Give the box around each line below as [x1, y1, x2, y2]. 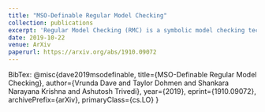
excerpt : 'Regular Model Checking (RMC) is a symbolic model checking [8, 26, 245, 34]
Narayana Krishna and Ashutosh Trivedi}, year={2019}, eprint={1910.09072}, [8, 87, 256, 95]
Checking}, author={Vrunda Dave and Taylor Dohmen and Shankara [8, 78, 230, 88]
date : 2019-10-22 [8, 33, 65, 42]
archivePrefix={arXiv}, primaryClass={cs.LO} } [8, 95, 159, 104]
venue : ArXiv [8, 41, 51, 49]
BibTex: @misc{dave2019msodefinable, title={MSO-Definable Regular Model [8, 70, 257, 79]
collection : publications [8, 19, 93, 27]
